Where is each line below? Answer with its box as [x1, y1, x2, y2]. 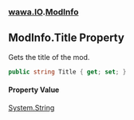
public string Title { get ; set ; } [8, 67, 127, 76]
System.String [8, 102, 55, 112]
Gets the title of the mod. [8, 52, 90, 62]
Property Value [8, 85, 60, 94]
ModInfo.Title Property [8, 31, 125, 45]
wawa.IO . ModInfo [8, 6, 79, 18]
